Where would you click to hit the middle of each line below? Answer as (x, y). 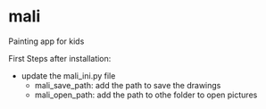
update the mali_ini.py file (68, 75)
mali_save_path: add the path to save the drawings (128, 85)
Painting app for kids (46, 41)
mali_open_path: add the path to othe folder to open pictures (146, 95)
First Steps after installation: (60, 58)
